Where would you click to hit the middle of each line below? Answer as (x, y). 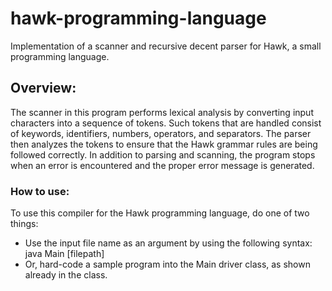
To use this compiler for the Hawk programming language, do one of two (160, 213)
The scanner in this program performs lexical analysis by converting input (162, 112)
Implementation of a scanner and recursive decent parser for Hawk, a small (166, 46)
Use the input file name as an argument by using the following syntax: (168, 243)
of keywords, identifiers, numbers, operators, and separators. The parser (161, 133)
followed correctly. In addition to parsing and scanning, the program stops (163, 154)
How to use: (40, 191)
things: (24, 224)
